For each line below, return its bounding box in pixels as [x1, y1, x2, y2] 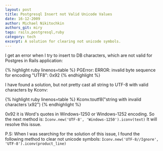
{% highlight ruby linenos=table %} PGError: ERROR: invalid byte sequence [5, 67, 156, 73]
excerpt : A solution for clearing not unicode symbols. [5, 39, 121, 44]
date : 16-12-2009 [5, 16, 41, 21]
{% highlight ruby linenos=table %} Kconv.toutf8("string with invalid [5, 96, 142, 102]
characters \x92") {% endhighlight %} [5, 101, 81, 108]
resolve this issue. [5, 121, 41, 127]
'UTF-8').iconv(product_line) [5, 141, 67, 146]
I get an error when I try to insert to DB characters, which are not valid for [5, 52, 153, 58]
